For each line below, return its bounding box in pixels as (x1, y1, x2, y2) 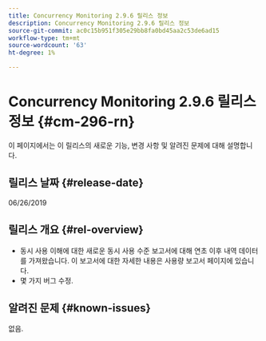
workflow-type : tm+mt (8, 34, 81, 42)
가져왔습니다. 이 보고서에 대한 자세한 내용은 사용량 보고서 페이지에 (28, 256, 233, 265)
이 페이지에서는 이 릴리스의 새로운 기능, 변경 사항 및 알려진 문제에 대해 (8, 141, 225, 150)
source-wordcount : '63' (8, 42, 88, 50)
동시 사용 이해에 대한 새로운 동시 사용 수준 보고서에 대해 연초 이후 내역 (19, 245, 237, 256)
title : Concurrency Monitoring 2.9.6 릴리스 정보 (8, 11, 169, 20)
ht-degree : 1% (8, 49, 56, 57)
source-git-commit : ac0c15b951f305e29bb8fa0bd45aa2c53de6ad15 (8, 26, 220, 34)
